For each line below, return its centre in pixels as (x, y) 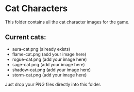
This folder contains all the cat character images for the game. (67, 22)
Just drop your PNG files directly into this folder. (53, 84)
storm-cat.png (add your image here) (49, 75)
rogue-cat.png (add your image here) (49, 59)
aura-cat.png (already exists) (41, 49)
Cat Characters (36, 9)
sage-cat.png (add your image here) (48, 64)
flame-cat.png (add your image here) (49, 54)
